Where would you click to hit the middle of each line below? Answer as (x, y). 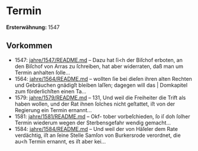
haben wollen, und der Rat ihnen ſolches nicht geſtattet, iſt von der (95, 104)
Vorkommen (29, 46)
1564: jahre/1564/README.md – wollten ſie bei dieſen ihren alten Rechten (103, 78)
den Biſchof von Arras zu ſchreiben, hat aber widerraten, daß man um (99, 66)
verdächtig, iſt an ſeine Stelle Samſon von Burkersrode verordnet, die (98, 135)
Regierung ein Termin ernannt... (53, 110)
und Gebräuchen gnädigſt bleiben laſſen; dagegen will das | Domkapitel (101, 85)
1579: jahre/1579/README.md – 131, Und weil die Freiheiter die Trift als (100, 97)
